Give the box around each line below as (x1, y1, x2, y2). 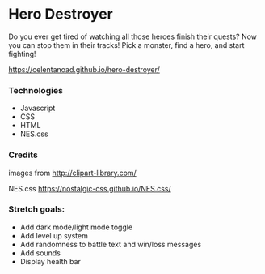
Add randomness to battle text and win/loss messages (19, 239, 202, 249)
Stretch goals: (8, 203, 65, 215)
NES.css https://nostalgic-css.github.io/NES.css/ (8, 183, 171, 193)
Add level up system (19, 230, 89, 240)
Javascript (19, 103, 56, 113)
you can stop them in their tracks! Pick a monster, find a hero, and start (8, 40, 245, 49)
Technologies (8, 84, 63, 96)
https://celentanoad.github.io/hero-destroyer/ (8, 64, 160, 74)
